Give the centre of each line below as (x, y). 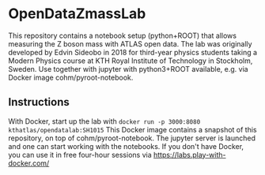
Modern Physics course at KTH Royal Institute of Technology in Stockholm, (131, 61)
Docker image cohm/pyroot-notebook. (71, 77)
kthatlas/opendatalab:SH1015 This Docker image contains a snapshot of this (132, 129)
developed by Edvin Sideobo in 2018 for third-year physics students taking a (133, 52)
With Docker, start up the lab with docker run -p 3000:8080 (104, 121)
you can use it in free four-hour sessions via (80, 155)
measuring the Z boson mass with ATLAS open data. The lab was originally (130, 43)
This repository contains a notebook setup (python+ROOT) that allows (123, 35)
